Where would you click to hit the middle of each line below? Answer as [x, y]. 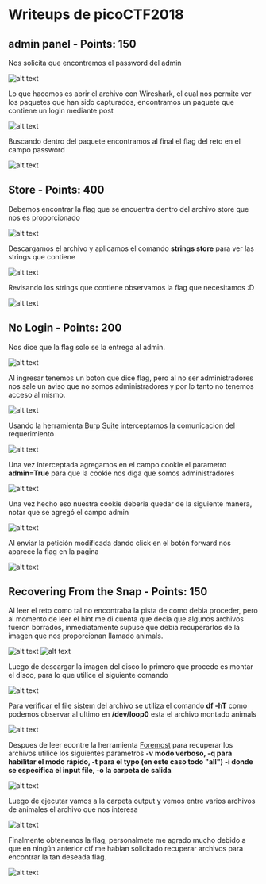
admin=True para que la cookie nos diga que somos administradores [121, 473]
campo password [37, 150]
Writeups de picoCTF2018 [96, 15]
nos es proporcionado [44, 217]
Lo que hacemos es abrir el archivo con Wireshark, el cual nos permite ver [130, 94]
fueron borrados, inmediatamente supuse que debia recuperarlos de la [124, 628]
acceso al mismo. [37, 394]
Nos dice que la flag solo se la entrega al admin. [87, 347]
